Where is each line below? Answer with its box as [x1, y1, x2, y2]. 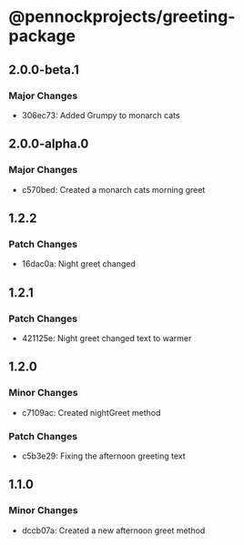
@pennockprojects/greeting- [8, 6, 236, 27]
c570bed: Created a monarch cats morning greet [21, 184, 206, 195]
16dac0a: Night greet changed [21, 258, 136, 269]
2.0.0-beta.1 [8, 62, 79, 77]
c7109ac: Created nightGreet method [21, 407, 161, 418]
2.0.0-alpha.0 [8, 136, 89, 152]
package [8, 25, 76, 46]
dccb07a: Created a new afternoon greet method [21, 525, 206, 536]
